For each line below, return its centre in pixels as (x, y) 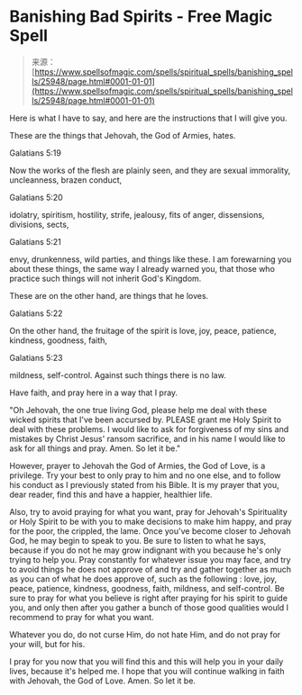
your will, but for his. (47, 644)
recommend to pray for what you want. (82, 617)
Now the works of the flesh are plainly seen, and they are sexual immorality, (150, 170)
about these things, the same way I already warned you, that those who (142, 268)
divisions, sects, (39, 224)
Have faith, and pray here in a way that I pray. (94, 393)
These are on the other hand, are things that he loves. (109, 295)
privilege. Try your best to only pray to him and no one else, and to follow (145, 475)
